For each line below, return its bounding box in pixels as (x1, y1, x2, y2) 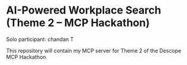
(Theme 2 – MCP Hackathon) (6, 16, 150, 30)
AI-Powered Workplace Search (6, 4, 162, 17)
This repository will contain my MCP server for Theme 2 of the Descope (6, 47, 182, 54)
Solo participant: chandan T (6, 35, 74, 43)
